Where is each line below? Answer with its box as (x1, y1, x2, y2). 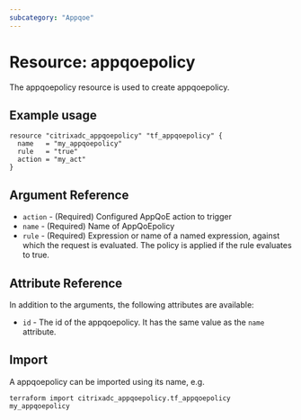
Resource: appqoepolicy (9, 51, 196, 72)
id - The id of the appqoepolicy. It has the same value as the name (22, 317, 265, 327)
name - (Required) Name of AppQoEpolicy (22, 221, 175, 232)
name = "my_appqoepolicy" (17, 139, 123, 148)
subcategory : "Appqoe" (9, 13, 94, 22)
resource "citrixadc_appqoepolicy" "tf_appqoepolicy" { (9, 131, 223, 140)
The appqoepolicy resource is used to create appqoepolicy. (9, 82, 230, 93)
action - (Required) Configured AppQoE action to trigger (22, 211, 232, 222)
